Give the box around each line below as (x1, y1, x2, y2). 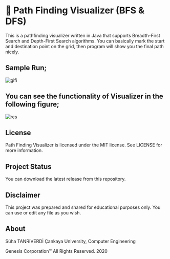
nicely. (5, 49, 19, 55)
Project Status (5, 162, 52, 171)
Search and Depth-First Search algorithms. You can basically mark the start (5, 38, 165, 44)
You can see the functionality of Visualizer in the (5, 92, 164, 101)
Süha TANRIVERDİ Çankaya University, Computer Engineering (5, 238, 136, 244)
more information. (5, 147, 43, 154)
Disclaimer (5, 190, 40, 199)
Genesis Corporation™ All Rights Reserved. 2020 (5, 248, 108, 254)
